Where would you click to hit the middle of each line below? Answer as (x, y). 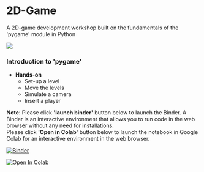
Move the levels (44, 88)
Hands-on (28, 75)
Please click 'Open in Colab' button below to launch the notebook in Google (102, 132)
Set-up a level (42, 81)
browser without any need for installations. (60, 125)
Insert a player (43, 101)
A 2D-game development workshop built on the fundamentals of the (93, 28)
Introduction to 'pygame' (44, 61)
